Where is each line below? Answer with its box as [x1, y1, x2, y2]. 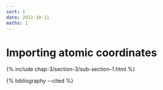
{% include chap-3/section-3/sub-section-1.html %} [6, 65, 135, 73]
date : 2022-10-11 [6, 14, 50, 20]
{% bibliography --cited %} [6, 77, 74, 85]
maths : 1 [6, 20, 28, 26]
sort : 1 [6, 8, 26, 15]
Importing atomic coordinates [6, 46, 158, 59]
